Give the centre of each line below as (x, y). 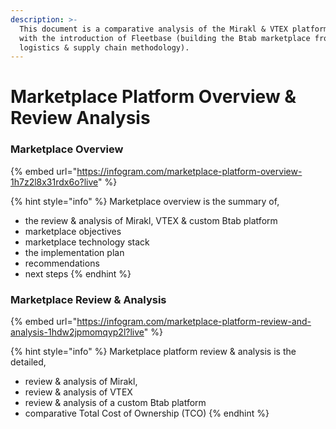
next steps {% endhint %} (78, 273)
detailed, (28, 362)
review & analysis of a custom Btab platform (115, 403)
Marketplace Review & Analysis (88, 299)
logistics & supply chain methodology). (104, 47)
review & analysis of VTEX (78, 392)
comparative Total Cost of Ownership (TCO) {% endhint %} (147, 413)
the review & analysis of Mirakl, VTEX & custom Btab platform (151, 220)
